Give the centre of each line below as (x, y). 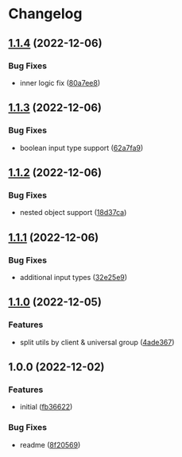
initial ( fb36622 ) (46, 407)
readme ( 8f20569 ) (50, 444)
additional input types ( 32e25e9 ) (74, 277)
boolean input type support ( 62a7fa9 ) (81, 148)
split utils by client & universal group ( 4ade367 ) (97, 342)
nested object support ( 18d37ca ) (73, 213)
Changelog (45, 14)
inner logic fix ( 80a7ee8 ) (60, 83)
